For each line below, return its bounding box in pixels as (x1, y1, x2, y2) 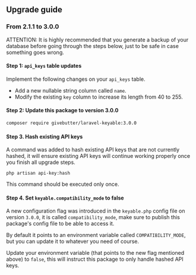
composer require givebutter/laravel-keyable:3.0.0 (6, 120, 137, 127)
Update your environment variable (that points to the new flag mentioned (6, 249, 185, 257)
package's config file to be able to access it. (6, 220, 115, 227)
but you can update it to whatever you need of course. (6, 238, 140, 245)
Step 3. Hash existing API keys (6, 133, 83, 140)
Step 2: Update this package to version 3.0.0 (6, 107, 119, 114)
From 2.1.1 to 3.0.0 (6, 23, 59, 31)
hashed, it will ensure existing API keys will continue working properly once (6, 153, 191, 160)
